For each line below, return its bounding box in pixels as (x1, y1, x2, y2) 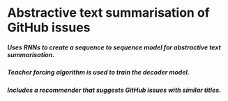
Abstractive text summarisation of (7, 5, 211, 21)
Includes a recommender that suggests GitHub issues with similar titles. (7, 86, 222, 94)
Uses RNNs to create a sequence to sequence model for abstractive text (7, 43, 222, 52)
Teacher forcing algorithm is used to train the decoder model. (7, 68, 190, 77)
